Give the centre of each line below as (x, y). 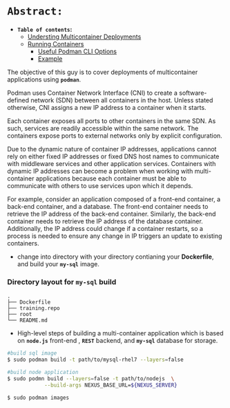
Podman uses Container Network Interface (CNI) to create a (93, 93)
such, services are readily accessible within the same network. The (103, 128)
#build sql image (32, 353)
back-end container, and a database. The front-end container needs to (108, 206)
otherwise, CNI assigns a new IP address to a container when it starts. (107, 107)
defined (18, 100)
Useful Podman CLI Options (77, 51)
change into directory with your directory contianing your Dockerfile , (115, 257)
